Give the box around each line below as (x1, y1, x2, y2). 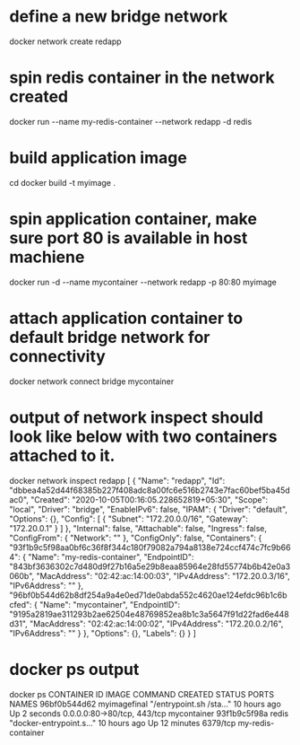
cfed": (9, 599, 33, 609)
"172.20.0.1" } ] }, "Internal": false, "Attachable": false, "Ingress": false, (9, 522, 267, 533)
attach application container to (9, 308, 244, 329)
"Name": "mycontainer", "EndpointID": (39, 599, 181, 609)
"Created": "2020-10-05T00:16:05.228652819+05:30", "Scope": (30, 494, 269, 504)
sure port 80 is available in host (9, 228, 248, 248)
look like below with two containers (9, 426, 278, 446)
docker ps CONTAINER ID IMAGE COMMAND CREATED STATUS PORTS (9, 688, 275, 699)
